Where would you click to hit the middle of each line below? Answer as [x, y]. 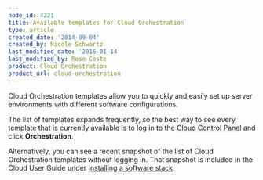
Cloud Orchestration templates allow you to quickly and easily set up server [130, 95]
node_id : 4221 [31, 15]
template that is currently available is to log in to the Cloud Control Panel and [132, 128]
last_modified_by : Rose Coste [58, 59]
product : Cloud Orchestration [58, 67]
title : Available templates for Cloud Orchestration [96, 23]
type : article [31, 30]
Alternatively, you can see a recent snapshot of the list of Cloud [111, 151]
